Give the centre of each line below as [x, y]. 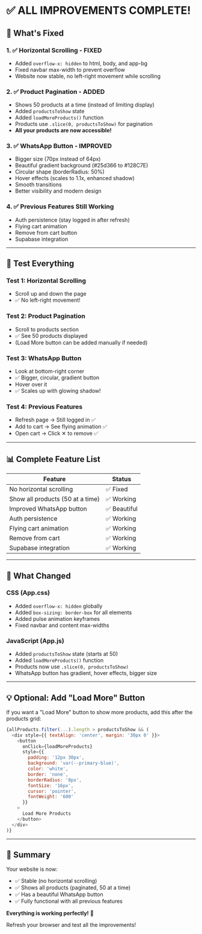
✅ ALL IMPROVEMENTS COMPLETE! [99, 11]
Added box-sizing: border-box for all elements [73, 612]
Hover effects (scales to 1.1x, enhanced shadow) [75, 178]
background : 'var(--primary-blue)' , [74, 763]
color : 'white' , [48, 769]
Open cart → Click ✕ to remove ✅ [57, 434]
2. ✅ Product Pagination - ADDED [56, 92]
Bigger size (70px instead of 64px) [58, 159]
